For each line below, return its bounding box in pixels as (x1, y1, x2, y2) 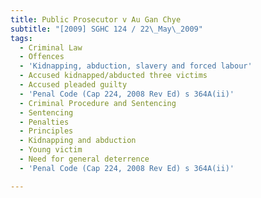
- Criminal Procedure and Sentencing (19, 98, 177, 108)
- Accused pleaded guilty (19, 80, 128, 90)
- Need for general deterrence (19, 154, 150, 164)
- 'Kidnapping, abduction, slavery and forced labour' (19, 61, 253, 71)
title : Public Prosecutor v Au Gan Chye (10, 14, 182, 25)
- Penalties (19, 117, 70, 127)
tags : (10, 33, 33, 43)
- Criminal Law (19, 42, 83, 53)
